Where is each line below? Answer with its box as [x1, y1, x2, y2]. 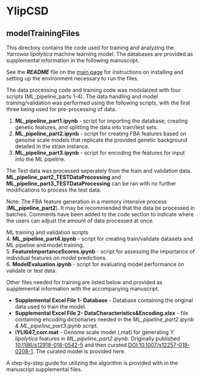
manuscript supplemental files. [6, 366, 83, 373]
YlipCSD [6, 4, 49, 18]
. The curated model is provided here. [32, 348, 126, 355]
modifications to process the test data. [6, 186, 102, 193]
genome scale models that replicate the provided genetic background [14, 136, 188, 144]
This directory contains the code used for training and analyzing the [6, 44, 174, 51]
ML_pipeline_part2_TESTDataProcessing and [6, 174, 121, 181]
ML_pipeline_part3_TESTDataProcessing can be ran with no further [6, 180, 176, 187]
